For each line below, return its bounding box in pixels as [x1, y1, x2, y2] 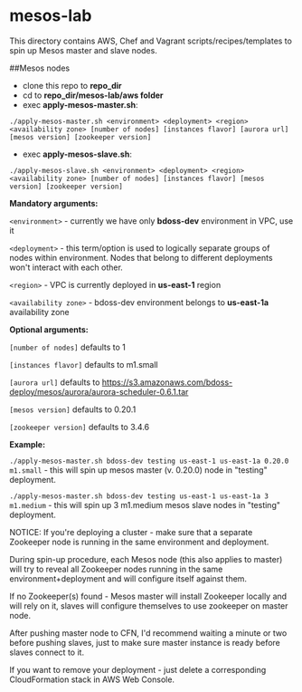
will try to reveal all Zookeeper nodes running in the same [9, 563, 223, 574]
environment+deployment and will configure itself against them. [9, 572, 247, 584]
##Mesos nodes [9, 62, 71, 73]
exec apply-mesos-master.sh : [22, 99, 138, 110]
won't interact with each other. [9, 262, 124, 273]
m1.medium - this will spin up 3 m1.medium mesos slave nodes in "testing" [9, 499, 280, 510]
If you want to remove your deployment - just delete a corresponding [9, 664, 267, 675]
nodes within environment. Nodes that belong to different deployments [9, 252, 273, 263]
